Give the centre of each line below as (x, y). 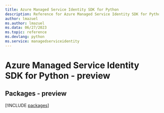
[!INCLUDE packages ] (27, 105)
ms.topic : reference (26, 32)
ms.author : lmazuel (25, 23)
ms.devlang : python (25, 37)
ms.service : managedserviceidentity (42, 41)
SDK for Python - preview (58, 75)
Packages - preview (36, 94)
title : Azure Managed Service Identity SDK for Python (62, 9)
